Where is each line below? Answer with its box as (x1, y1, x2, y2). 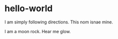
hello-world (4, 3, 53, 14)
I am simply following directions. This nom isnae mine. (4, 19, 113, 25)
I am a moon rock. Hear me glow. (4, 28, 71, 34)
